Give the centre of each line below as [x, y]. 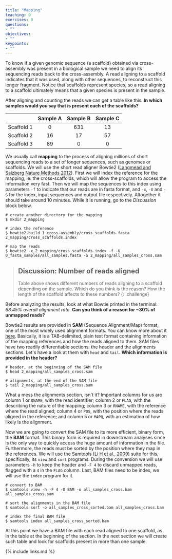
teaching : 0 [18, 15]
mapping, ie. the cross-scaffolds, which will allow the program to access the [86, 178]
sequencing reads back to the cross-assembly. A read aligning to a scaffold [85, 74]
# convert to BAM [24, 485]
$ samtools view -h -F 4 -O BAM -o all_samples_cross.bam [69, 490]
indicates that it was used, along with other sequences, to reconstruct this [84, 79]
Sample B [79, 118]
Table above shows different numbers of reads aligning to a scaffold [90, 284]
